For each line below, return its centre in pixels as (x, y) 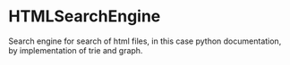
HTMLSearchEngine (85, 16)
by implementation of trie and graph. (76, 50)
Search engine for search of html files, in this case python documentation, (145, 41)
